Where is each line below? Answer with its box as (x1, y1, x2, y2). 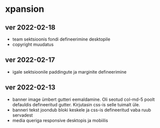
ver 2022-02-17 (5, 56, 55, 64)
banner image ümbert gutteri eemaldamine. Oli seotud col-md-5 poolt (12, 96, 155, 102)
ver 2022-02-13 (5, 83, 55, 92)
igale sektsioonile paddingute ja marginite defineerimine (12, 69, 127, 75)
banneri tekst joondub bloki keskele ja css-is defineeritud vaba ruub (12, 107, 151, 113)
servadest (12, 112, 33, 118)
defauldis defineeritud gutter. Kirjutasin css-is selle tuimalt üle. (12, 101, 140, 107)
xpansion (5, 3, 45, 15)
